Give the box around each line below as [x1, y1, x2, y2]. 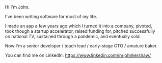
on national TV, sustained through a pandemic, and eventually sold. [5, 34, 141, 39]
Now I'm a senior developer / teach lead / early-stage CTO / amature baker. [5, 43, 158, 48]
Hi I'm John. [5, 4, 29, 10]
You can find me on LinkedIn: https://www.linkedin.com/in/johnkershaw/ [5, 52, 151, 58]
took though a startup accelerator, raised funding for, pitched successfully [5, 28, 156, 34]
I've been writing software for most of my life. [5, 14, 97, 19]
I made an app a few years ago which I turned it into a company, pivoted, [5, 23, 152, 29]
